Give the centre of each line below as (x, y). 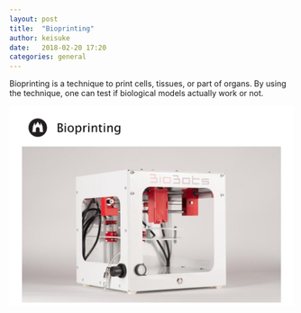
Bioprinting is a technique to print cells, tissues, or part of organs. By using (148, 84)
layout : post (34, 19)
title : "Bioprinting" (52, 28)
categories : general (48, 57)
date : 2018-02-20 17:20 (58, 48)
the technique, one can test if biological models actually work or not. (137, 94)
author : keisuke (40, 38)
